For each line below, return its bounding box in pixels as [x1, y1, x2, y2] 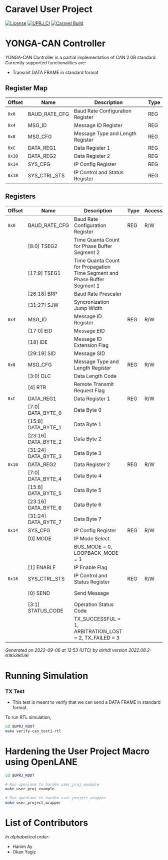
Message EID [73, 327, 105, 334]
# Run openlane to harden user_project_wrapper [5, 796, 106, 801]
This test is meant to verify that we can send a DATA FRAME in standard [12, 699, 161, 705]
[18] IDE [27, 338, 48, 345]
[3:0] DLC [27, 373, 51, 380]
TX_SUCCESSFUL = [73, 615, 121, 622]
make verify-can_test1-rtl [5, 728, 61, 733]
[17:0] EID [27, 327, 52, 334]
